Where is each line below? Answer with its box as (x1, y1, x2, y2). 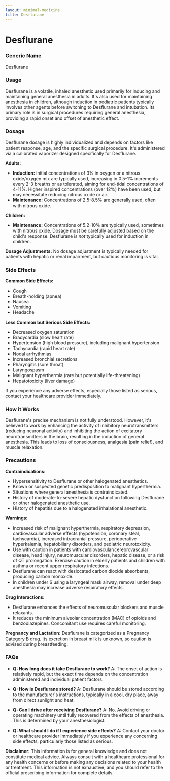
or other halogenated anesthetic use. (12, 500, 90, 506)
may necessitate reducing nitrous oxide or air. (12, 191, 108, 197)
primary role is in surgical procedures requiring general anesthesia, (5, 110, 146, 116)
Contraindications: (5, 469, 46, 475)
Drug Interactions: (5, 594, 45, 600)
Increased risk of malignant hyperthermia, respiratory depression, (12, 525, 151, 531)
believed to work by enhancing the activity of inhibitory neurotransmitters (5, 423, 159, 429)
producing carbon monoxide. (12, 573, 74, 580)
